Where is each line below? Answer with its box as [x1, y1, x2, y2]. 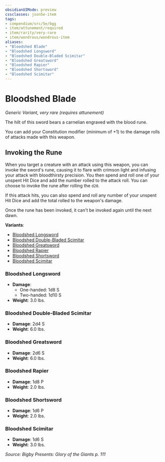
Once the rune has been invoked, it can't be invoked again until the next [5, 207, 152, 213]
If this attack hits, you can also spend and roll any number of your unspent [5, 192, 157, 198]
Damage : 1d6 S [12, 437, 44, 443]
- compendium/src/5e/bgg [5, 21, 56, 26]
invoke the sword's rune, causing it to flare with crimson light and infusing [5, 167, 156, 173]
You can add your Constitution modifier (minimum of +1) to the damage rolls [5, 128, 160, 134]
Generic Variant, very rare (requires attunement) [5, 110, 104, 115]
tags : [5, 16, 16, 21]
